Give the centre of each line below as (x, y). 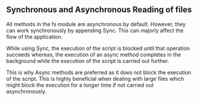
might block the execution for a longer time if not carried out (80, 85)
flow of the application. (34, 37)
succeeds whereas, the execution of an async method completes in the (94, 54)
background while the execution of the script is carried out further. (88, 61)
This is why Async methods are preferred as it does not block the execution (99, 72)
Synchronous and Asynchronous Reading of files (99, 10)
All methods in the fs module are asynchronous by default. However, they (96, 24)
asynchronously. (26, 91)
